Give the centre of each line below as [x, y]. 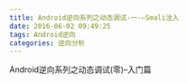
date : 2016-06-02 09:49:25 [60, 26]
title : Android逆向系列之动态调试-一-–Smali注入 [94, 18]
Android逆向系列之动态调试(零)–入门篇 [80, 69]
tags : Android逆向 [42, 34]
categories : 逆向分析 [47, 43]
